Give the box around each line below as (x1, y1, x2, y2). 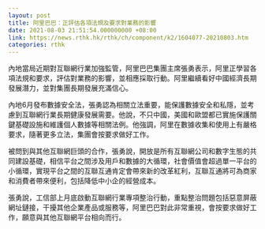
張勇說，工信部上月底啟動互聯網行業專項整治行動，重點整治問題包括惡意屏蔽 (8, 193, 257, 202)
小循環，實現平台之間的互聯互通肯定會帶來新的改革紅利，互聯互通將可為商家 (8, 167, 257, 176)
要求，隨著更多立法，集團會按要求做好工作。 (8, 130, 154, 139)
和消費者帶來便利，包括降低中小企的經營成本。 (8, 176, 160, 186)
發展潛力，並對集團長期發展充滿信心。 (8, 84, 132, 93)
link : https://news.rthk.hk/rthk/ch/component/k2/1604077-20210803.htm (8, 33, 248, 42)
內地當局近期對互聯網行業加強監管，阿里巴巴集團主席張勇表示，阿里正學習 (8, 64, 250, 73)
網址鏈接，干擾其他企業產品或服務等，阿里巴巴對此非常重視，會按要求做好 (8, 203, 250, 212)
